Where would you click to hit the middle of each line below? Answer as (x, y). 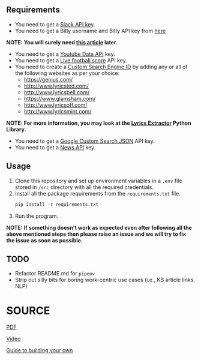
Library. (16, 129)
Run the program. (37, 216)
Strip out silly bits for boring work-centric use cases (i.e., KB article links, (105, 280)
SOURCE (28, 310)
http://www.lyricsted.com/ (56, 86)
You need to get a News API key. (55, 147)
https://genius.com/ (48, 79)
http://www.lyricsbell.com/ (57, 92)
